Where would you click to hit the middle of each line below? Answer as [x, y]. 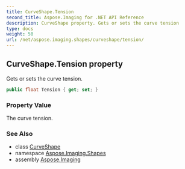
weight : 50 [20, 34]
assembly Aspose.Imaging [48, 159]
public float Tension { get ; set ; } [52, 90]
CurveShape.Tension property [65, 64]
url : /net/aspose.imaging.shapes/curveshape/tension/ [75, 40]
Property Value [29, 105]
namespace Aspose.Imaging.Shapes [61, 153]
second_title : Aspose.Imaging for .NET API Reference [75, 17]
